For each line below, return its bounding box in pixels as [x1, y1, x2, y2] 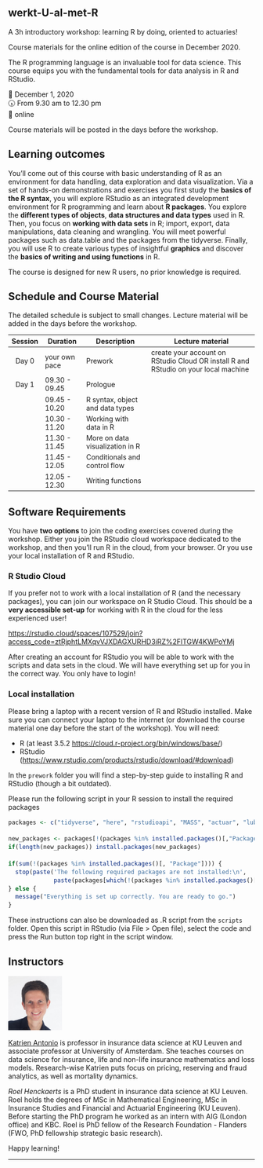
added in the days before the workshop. [8, 319, 138, 328]
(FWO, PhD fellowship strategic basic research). [8, 1129, 163, 1138]
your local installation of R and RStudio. [8, 551, 135, 560]
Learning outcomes [8, 148, 106, 161]
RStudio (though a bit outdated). [8, 778, 112, 788]
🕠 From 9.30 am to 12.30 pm [8, 98, 102, 108]
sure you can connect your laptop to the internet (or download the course [8, 715, 245, 724]
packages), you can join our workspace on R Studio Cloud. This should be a [8, 597, 253, 606]
